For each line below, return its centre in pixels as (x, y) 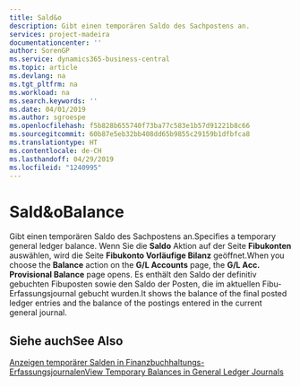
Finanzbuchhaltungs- (165, 363)
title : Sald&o (36, 17)
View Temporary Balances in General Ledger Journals (184, 372)
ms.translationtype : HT (54, 142)
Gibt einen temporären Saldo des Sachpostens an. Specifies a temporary (142, 236)
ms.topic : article (43, 68)
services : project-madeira (60, 34)
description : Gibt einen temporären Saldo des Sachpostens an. (130, 26)
